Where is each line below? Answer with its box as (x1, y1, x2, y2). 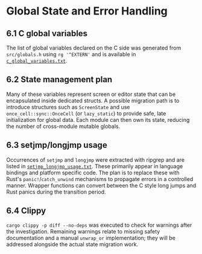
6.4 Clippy (6, 206, 46, 216)
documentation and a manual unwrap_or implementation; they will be (6, 234, 176, 242)
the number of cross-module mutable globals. (6, 122, 121, 130)
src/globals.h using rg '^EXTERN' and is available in (6, 51, 136, 58)
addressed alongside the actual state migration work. (6, 241, 139, 248)
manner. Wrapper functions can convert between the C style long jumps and (6, 182, 197, 189)
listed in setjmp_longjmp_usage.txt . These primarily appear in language (6, 162, 183, 170)
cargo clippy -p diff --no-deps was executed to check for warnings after (6, 221, 192, 229)
